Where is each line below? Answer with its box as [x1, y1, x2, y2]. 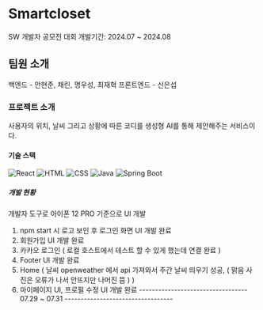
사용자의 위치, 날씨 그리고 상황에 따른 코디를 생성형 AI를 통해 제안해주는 [8, 121, 228, 130]
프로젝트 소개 [8, 101, 55, 112]
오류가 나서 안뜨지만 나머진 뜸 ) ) [34, 275, 135, 285]
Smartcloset [8, 5, 91, 23]
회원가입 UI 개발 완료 [19, 236, 85, 245]
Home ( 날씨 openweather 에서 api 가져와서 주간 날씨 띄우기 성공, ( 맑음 [19, 266, 245, 275]
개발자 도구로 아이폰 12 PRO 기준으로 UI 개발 [8, 209, 147, 218]
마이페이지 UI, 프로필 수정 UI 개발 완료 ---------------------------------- [19, 285, 248, 295]
